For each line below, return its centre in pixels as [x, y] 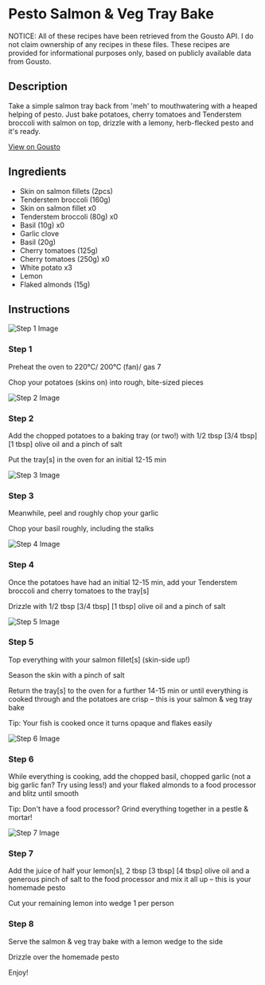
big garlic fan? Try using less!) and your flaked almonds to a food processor [132, 785]
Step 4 [21, 565]
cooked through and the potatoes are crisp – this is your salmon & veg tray [131, 698]
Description [38, 87]
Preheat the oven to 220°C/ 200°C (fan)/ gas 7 [85, 366]
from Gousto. [30, 61]
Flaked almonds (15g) [55, 284]
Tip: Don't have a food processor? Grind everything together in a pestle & [129, 809]
